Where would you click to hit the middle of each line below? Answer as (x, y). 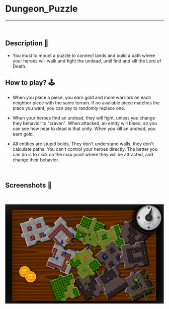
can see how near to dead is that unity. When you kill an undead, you (84, 129)
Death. (19, 66)
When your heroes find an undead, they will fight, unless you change (84, 118)
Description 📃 (27, 43)
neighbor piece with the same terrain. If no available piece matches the (86, 103)
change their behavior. (36, 160)
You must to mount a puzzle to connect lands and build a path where (84, 55)
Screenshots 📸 (29, 185)
